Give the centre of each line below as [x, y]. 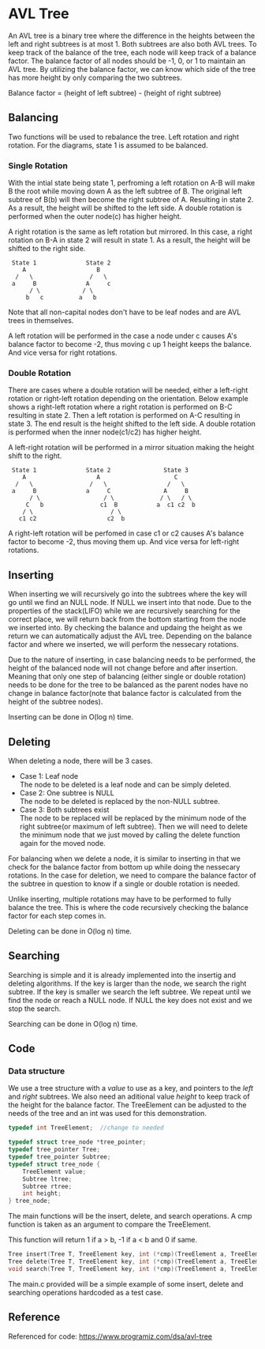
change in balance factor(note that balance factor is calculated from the [125, 693]
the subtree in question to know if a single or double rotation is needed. [124, 883]
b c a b [61, 298]
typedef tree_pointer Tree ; [54, 1150]
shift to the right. [35, 456]
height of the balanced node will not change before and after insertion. [123, 668]
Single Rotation [38, 165]
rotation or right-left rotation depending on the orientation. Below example [128, 399]
